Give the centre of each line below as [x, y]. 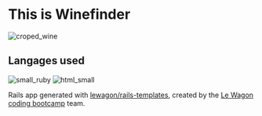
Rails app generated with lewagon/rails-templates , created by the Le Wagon [131, 95]
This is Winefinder [69, 14]
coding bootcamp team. [47, 103]
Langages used [46, 61]
